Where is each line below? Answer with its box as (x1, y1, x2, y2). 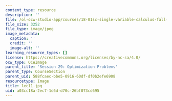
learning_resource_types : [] (5, 50, 68, 55)
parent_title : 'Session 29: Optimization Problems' (5, 64, 118, 69)
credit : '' (10, 41, 33, 46)
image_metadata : (5, 31, 40, 36)
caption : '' (10, 36, 36, 41)
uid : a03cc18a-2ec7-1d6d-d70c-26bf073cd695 (5, 88, 100, 93)
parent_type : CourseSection (5, 69, 66, 74)
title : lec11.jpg (5, 83, 42, 88)
